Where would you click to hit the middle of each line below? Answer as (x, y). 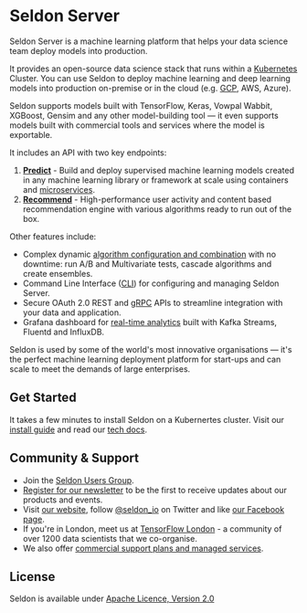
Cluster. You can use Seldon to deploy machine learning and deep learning (150, 78)
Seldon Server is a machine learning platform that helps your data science (149, 41)
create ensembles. (58, 273)
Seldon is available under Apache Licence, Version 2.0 (112, 598)
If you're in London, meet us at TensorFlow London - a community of (152, 528)
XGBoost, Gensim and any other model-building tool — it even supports (144, 115)
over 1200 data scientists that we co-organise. (110, 538)
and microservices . (59, 189)
